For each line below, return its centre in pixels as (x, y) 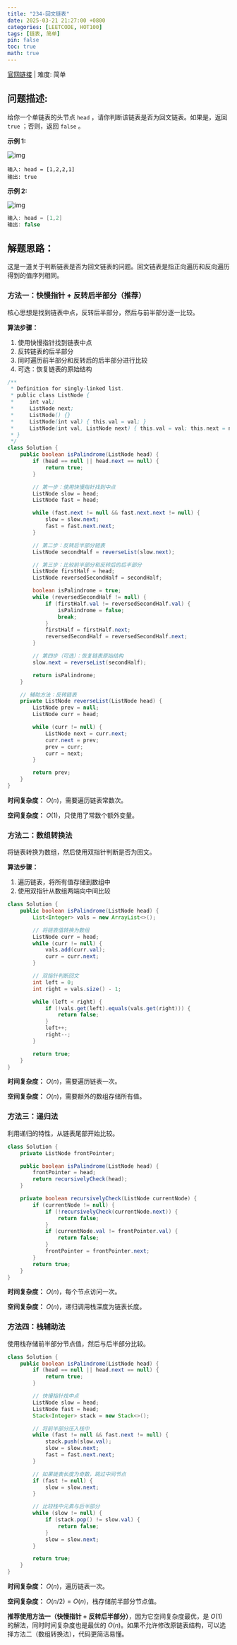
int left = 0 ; (53, 982)
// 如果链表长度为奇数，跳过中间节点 (80, 1474)
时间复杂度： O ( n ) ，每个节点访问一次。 (64, 1292)
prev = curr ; (64, 747)
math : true (23, 54)
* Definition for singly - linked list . (67, 389)
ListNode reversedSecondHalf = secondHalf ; (97, 578)
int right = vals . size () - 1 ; (77, 989)
